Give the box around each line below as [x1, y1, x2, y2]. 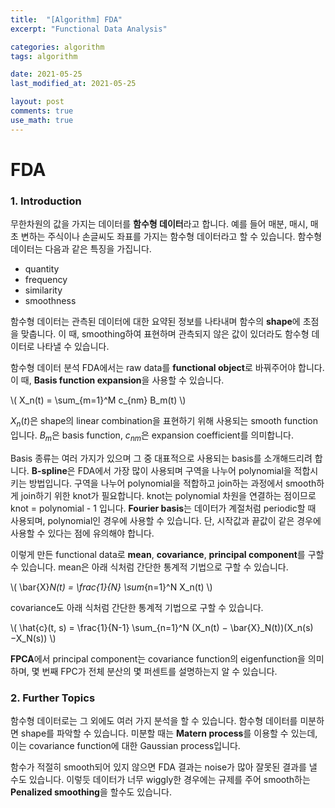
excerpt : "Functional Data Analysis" [10, 24, 168, 34]
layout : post [10, 97, 65, 107]
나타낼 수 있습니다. [36, 341, 110, 353]
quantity [24, 263, 60, 275]
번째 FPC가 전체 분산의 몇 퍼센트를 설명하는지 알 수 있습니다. [41, 665, 278, 677]
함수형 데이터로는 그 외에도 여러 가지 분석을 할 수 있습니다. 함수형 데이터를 [10, 715, 298, 726]
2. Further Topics [10, 691, 96, 705]
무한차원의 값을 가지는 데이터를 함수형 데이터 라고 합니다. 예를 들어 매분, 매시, [10, 218, 308, 230]
